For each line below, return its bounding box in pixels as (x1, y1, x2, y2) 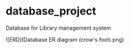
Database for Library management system (5, 24, 111, 31)
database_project (5, 4, 97, 18)
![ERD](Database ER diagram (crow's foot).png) (5, 36, 125, 43)
